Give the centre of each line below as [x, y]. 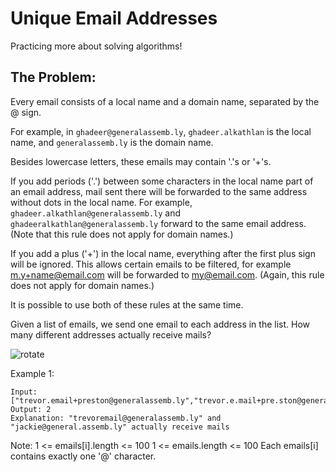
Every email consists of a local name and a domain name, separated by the [165, 101]
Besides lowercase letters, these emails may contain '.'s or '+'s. [141, 161]
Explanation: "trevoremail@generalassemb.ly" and [116, 418]
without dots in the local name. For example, [101, 202]
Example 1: [32, 373]
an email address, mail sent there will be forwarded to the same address [159, 191]
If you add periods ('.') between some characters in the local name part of [162, 181]
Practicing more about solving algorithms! [96, 46]
